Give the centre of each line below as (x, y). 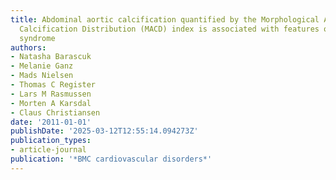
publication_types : (51, 141)
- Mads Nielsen (42, 76)
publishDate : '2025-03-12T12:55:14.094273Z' (104, 131)
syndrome (37, 38)
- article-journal (48, 150)
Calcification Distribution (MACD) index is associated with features (169, 29)
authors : (28, 47)
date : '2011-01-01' (51, 122)
